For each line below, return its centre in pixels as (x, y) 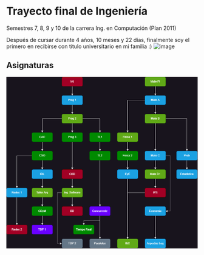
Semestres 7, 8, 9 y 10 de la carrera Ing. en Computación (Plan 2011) (91, 28)
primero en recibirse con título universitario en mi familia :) (79, 46)
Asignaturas (30, 65)
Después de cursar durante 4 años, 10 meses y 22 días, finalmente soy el (98, 40)
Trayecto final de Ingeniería (77, 11)
